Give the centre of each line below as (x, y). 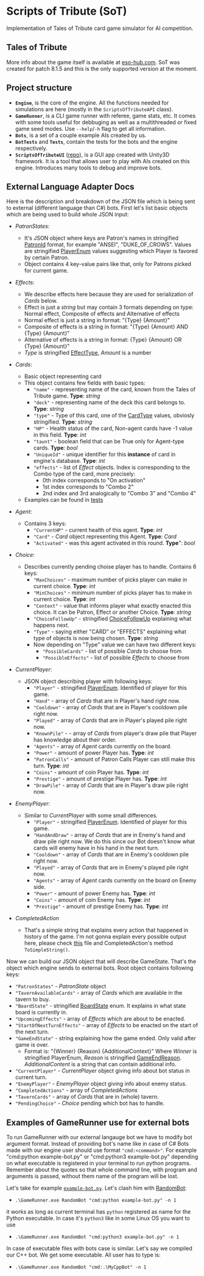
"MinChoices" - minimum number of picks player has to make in (112, 593)
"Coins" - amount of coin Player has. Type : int (91, 772)
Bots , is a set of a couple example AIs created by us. (81, 135)
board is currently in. (41, 1012)
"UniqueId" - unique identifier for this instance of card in (104, 454)
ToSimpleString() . (47, 950)
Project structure (39, 88)
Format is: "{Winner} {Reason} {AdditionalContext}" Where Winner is (111, 1051)
